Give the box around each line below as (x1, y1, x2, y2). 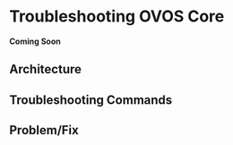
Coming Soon (9, 36, 61, 47)
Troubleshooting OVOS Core (9, 6, 225, 27)
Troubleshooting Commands (9, 92, 173, 107)
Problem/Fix (9, 123, 79, 138)
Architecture (9, 62, 82, 77)
